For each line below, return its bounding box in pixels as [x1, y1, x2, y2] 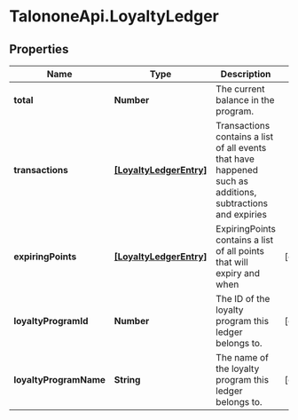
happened [216, 164, 259, 176]
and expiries [216, 209, 268, 220]
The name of [216, 352, 269, 363]
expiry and [216, 267, 260, 279]
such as [216, 175, 248, 187]
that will [216, 256, 248, 268]
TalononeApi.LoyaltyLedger [9, 6, 219, 27]
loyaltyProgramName [13, 374, 106, 385]
